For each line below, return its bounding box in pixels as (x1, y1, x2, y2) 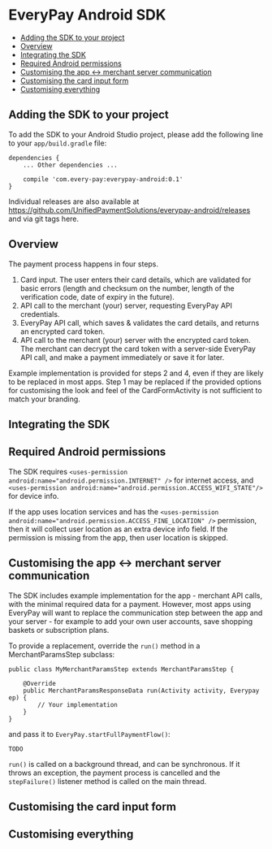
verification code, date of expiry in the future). (19, 292, 175, 301)
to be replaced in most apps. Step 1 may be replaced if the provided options (8, 376, 262, 387)
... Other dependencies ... (23, 161, 118, 169)
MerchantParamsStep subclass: (8, 649, 115, 659)
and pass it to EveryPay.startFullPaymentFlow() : (8, 729, 171, 739)
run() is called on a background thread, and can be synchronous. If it (8, 759, 240, 769)
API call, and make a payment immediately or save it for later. (19, 352, 225, 362)
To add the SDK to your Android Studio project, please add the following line (8, 129, 264, 139)
